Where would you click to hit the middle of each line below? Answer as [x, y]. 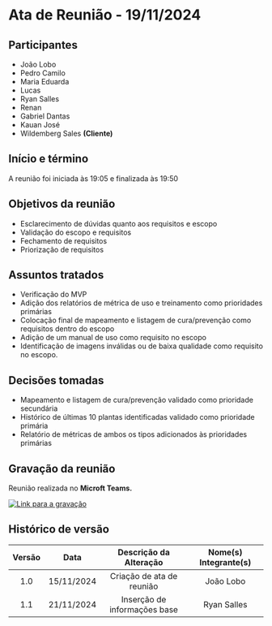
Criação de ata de [144, 576]
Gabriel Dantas [45, 116]
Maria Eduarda [45, 82]
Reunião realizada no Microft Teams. [70, 488]
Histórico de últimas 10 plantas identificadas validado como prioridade [137, 417]
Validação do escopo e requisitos [76, 232]
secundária [39, 408]
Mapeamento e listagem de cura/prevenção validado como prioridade [136, 400]
